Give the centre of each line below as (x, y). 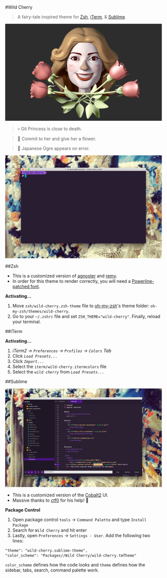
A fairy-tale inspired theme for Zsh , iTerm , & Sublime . (72, 17)
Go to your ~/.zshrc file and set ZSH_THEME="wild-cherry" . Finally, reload (86, 316)
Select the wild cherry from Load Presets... (58, 372)
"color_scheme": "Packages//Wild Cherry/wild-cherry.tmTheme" (71, 556)
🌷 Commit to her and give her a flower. (57, 139)
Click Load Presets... (35, 356)
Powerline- (143, 281)
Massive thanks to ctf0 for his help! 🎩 (50, 500)
